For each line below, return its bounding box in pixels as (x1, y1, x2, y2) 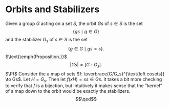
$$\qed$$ (75, 96, 97, 102)
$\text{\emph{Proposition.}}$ (5, 53, 68, 60)
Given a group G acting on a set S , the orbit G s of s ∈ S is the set (5, 20, 143, 26)
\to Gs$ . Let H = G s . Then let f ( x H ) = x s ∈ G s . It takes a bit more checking (5, 76, 162, 84)
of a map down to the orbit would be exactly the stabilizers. (5, 88, 131, 94)
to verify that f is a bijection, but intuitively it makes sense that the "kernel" (5, 83, 162, 89)
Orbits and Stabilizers (5, 4, 100, 15)
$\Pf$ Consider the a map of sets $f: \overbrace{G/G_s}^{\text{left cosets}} (5, 70, 165, 77)
